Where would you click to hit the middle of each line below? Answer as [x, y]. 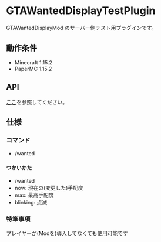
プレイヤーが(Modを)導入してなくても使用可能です [67, 233]
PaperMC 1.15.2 [33, 69]
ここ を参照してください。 [37, 102]
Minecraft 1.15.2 [33, 62]
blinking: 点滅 [31, 203]
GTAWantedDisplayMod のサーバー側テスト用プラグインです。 [81, 28]
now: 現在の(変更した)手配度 [49, 188]
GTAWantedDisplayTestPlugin [81, 11]
